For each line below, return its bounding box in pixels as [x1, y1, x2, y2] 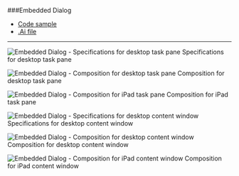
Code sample [17, 20, 57, 28]
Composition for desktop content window [7, 141, 129, 148]
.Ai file [17, 28, 37, 35]
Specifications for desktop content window [7, 119, 134, 127]
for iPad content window [7, 162, 80, 170]
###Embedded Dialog [7, 6, 72, 14]
